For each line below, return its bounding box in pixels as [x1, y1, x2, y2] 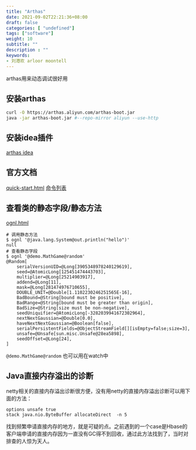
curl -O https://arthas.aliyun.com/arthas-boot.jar [6, 110, 135, 115]
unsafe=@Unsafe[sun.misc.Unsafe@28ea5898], [16, 330, 125, 336]
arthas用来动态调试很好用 [6, 75, 68, 82]
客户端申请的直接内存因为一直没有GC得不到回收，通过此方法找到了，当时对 [6, 431, 189, 438]
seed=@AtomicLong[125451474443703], [16, 269, 107, 274]
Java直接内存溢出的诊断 [6, 370, 94, 380]
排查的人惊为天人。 [6, 438, 53, 445]
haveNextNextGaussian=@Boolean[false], [16, 320, 114, 326]
